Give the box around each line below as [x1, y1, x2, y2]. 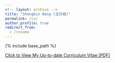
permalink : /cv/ [5, 16, 38, 21]
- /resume [9, 30, 29, 34]
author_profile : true [5, 20, 49, 26]
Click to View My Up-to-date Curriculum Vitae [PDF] [5, 52, 111, 58]
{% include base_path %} [5, 43, 57, 48]
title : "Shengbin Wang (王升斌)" [5, 12, 71, 16]
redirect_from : [5, 25, 36, 30]
